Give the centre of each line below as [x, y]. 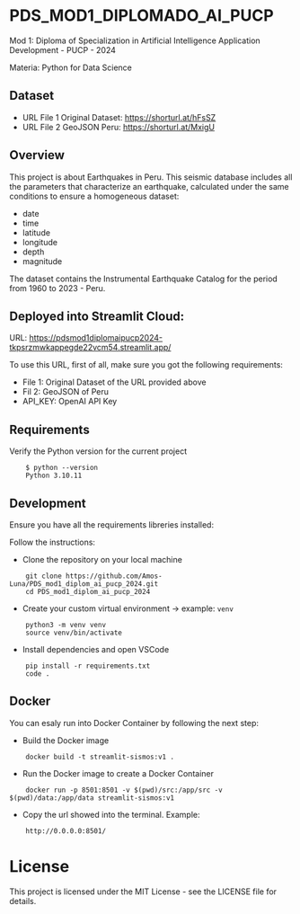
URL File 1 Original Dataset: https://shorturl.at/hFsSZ [119, 117]
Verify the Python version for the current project [98, 451]
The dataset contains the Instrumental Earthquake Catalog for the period [144, 279]
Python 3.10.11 [54, 476]
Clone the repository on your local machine [102, 559]
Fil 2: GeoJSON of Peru [66, 392]
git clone [44, 576]
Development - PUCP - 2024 [63, 49]
